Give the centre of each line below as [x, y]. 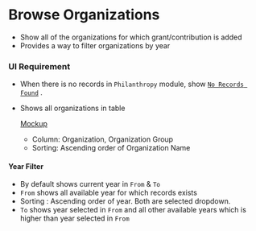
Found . [31, 93]
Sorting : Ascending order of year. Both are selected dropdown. [125, 201]
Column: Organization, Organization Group [103, 139]
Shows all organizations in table [72, 108]
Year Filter [26, 166]
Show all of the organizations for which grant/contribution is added [131, 37]
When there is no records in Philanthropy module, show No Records [132, 84]
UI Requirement [39, 66]
